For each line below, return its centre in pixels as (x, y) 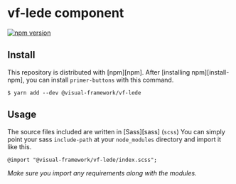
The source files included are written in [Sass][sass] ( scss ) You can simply (116, 131)
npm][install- (210, 72)
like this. (20, 146)
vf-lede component (66, 13)
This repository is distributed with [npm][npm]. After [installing (99, 72)
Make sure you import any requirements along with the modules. (102, 173)
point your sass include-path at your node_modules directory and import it (114, 139)
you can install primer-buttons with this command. (100, 80)
